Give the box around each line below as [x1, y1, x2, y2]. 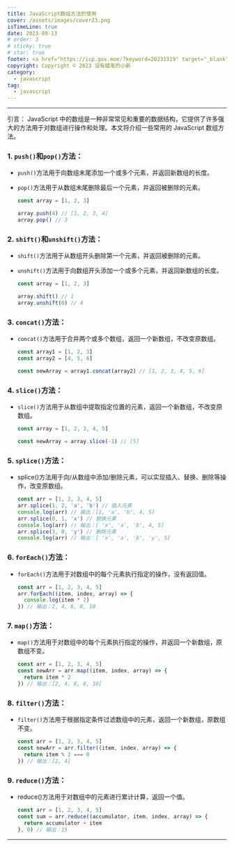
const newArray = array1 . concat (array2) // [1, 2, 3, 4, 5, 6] [17, 368, 205, 375]
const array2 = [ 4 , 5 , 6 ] [17, 355, 93, 362]
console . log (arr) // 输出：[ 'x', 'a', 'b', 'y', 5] [17, 535, 171, 542]
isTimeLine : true [7, 23, 58, 30]
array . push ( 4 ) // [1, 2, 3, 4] [17, 210, 109, 217]
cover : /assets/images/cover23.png [7, 17, 111, 24]
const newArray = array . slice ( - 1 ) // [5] [17, 438, 140, 445]
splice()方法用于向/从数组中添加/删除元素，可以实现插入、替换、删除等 [17, 473, 221, 482]
